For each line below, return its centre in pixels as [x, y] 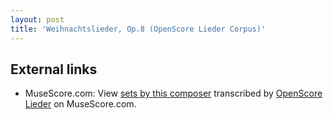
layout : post [37, 19]
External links [54, 69]
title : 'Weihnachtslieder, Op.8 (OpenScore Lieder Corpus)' [138, 29]
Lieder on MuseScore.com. [80, 104]
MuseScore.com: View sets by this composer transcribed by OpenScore [173, 93]
